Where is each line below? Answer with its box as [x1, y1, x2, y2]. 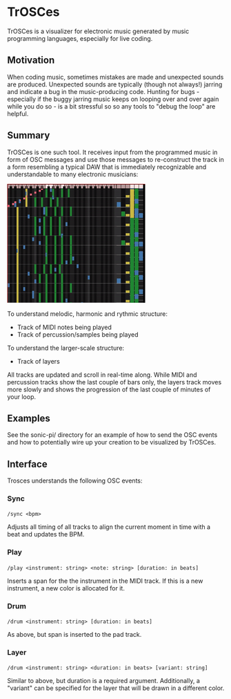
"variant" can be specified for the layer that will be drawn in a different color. [7, 684, 225, 692]
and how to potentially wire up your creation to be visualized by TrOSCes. [7, 438, 216, 447]
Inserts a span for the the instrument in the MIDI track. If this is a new [7, 577, 203, 585]
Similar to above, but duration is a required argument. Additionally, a [7, 677, 200, 685]
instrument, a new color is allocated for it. [7, 584, 125, 592]
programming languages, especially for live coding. [7, 34, 153, 42]
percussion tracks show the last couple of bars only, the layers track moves [7, 378, 222, 386]
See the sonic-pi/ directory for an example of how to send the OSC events [7, 431, 218, 439]
